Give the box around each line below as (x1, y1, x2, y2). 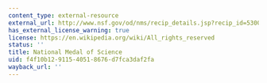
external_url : (8, 19, 56, 27)
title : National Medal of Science (8, 48, 123, 56)
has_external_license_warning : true (8, 26, 130, 34)
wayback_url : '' (8, 63, 62, 71)
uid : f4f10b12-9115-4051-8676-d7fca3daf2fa (8, 56, 155, 64)
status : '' (8, 41, 44, 49)
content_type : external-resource (8, 11, 119, 20)
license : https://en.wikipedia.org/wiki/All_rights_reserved (8, 33, 215, 42)
